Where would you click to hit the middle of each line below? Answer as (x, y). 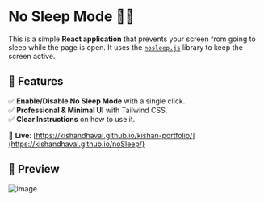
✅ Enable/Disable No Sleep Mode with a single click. (97, 101)
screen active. (32, 56)
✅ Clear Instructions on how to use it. (72, 119)
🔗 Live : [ (22, 135)
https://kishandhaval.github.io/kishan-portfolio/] (115, 135)
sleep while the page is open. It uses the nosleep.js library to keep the (126, 47)
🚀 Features (36, 81)
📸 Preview (34, 169)
